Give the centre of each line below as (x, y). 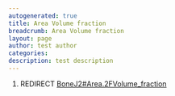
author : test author (43, 46)
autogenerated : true (43, 16)
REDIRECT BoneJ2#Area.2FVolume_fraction (93, 83)
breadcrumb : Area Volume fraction (67, 31)
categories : (28, 53)
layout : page (30, 38)
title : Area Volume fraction (57, 23)
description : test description (61, 61)
